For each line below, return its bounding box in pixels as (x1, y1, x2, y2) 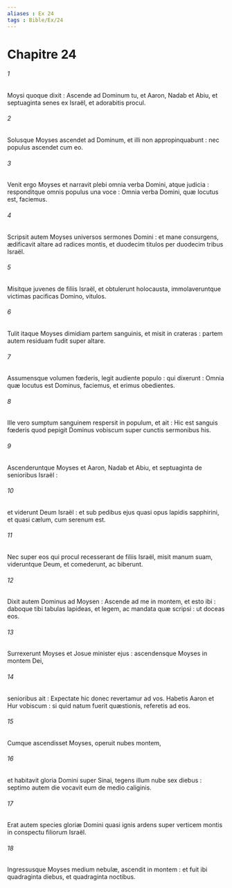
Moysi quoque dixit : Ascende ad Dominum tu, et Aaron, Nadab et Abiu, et (7, 91, 218, 99)
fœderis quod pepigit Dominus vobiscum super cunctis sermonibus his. (7, 426, 211, 434)
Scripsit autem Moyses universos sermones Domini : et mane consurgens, (7, 233, 220, 241)
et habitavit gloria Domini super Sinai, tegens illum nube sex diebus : (7, 776, 202, 784)
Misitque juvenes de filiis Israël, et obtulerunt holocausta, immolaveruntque (7, 285, 222, 293)
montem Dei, (7, 657, 44, 665)
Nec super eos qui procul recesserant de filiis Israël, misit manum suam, (7, 552, 213, 561)
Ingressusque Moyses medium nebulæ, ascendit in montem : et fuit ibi (7, 865, 208, 873)
